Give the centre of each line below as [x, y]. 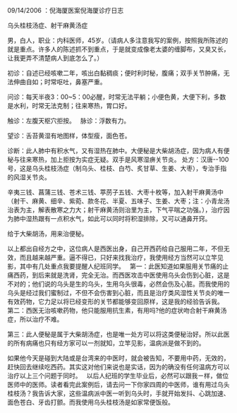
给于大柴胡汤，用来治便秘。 [48, 234]
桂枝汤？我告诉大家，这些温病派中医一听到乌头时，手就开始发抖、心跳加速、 [119, 393]
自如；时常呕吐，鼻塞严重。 [66, 82]
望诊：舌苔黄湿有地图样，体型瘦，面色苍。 [69, 136]
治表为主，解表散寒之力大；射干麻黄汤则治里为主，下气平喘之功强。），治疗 [115, 210]
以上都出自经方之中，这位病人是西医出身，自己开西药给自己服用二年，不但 [115, 249]
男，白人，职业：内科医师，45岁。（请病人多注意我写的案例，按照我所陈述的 [118, 40]
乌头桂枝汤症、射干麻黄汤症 [48, 25]
